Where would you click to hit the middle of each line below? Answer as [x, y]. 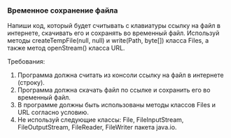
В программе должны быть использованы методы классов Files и [116, 105]
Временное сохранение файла [63, 11]
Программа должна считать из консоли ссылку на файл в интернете [120, 75]
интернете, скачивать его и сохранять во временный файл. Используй [113, 33]
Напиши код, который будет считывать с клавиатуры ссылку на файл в [114, 26]
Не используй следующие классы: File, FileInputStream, [100, 120]
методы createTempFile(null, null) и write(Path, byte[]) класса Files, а [108, 41]
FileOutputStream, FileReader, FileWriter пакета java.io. [97, 127]
